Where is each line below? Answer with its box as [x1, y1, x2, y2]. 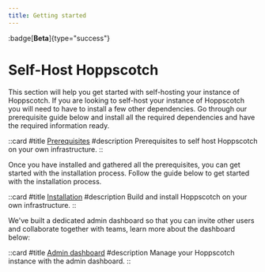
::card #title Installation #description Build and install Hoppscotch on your [8, 191, 248, 202]
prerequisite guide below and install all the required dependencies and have [8, 112, 256, 122]
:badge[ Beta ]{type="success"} [8, 33, 111, 43]
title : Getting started [8, 11, 87, 20]
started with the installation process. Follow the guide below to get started [8, 168, 250, 178]
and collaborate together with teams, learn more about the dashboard [8, 224, 236, 233]
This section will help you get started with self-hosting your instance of [8, 87, 240, 96]
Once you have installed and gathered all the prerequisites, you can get [8, 160, 240, 169]
